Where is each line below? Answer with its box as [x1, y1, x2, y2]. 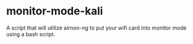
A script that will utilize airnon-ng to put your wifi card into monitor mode [6, 24, 187, 31]
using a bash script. [6, 30, 55, 37]
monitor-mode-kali [6, 4, 104, 18]
